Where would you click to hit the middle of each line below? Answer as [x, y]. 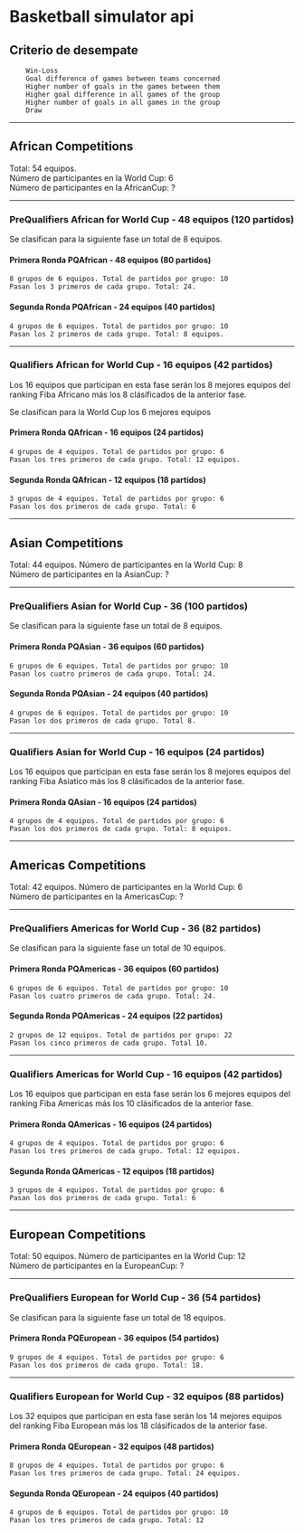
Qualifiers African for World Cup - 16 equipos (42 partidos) [141, 365]
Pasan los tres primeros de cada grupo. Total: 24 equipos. [125, 1473]
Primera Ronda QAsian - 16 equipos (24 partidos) [103, 801]
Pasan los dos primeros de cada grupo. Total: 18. [107, 1365]
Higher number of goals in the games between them [123, 87]
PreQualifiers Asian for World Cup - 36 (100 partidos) [129, 606]
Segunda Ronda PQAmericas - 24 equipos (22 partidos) [116, 1016]
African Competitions [71, 147]
